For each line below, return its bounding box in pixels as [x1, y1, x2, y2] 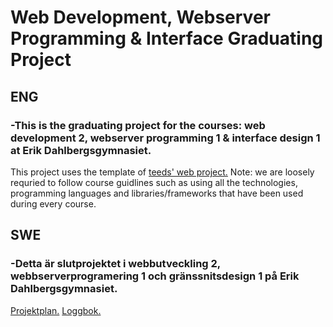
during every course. [10, 197, 97, 210]
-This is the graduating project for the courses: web [10, 118, 266, 132]
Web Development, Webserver [10, 6, 271, 29]
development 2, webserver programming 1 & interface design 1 [10, 131, 321, 145]
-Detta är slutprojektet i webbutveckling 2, [10, 257, 221, 271]
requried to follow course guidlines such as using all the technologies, [10, 176, 298, 188]
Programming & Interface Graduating [10, 27, 324, 50]
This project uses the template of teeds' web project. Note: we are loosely [10, 166, 315, 178]
